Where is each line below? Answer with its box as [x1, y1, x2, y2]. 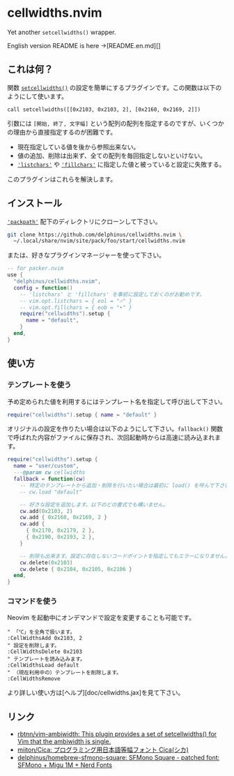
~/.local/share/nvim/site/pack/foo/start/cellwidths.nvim [13, 237, 186, 245]
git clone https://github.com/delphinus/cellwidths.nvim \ [7, 231, 182, 238]
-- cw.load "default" [19, 488, 82, 495]
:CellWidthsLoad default [7, 662, 79, 669]
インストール [7, 197, 63, 209]
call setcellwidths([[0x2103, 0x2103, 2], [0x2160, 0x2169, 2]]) [7, 106, 201, 113]
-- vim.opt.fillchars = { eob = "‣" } [19, 304, 132, 311]
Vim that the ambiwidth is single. [17, 738, 111, 746]
